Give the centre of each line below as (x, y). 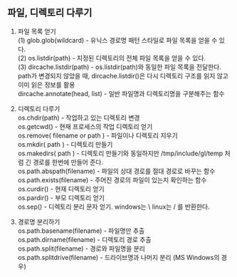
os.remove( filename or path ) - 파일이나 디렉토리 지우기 (98, 135)
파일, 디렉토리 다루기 (50, 13)
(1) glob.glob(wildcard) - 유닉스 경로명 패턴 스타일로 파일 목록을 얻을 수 (117, 40)
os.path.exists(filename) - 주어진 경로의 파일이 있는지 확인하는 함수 (112, 179)
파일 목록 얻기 (37, 31)
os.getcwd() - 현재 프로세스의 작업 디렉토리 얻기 (85, 126)
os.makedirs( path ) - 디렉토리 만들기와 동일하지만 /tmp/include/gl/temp (120, 153)
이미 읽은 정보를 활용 (46, 85)
